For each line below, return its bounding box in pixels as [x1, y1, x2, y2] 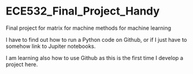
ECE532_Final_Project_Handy [5, 4, 160, 18]
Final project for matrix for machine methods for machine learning [5, 24, 172, 32]
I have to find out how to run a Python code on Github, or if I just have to [5, 36, 188, 43]
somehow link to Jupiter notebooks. [5, 42, 96, 50]
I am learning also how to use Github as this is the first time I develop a [5, 54, 184, 61]
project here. [5, 61, 38, 68]
